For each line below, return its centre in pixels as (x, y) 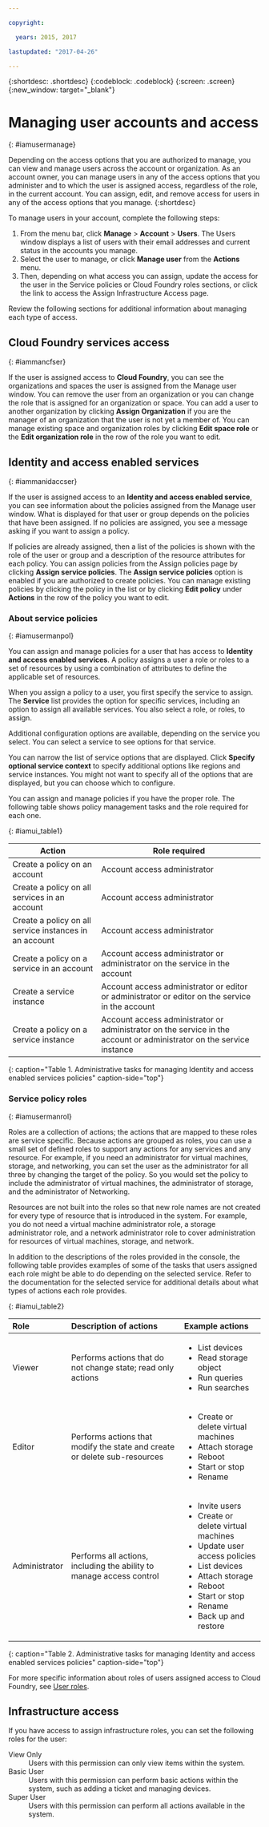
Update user (221, 1546)
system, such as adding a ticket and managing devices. (120, 1789)
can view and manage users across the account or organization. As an (124, 168)
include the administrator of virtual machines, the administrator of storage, (131, 1183)
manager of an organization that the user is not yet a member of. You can (129, 420)
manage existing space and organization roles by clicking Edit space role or (133, 429)
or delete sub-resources (117, 1457)
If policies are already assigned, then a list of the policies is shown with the (132, 546)
